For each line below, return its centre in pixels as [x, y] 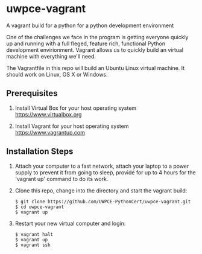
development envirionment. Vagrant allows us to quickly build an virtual [95, 49]
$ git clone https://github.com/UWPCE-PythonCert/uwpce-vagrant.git [103, 202]
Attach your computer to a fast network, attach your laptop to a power [102, 166]
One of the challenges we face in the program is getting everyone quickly [97, 37]
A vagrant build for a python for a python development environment [90, 25]
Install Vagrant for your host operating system [72, 126]
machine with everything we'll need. [51, 56]
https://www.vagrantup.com [50, 132]
